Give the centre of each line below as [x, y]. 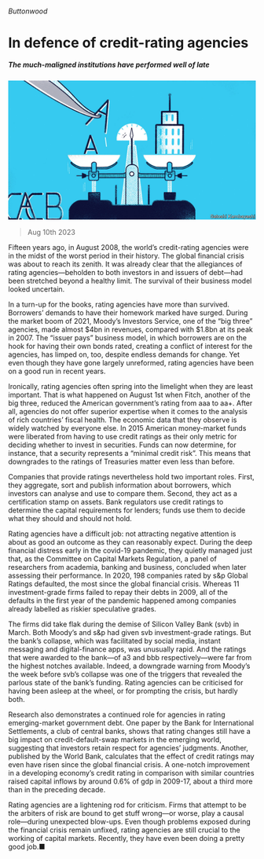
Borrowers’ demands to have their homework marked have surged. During [128, 313]
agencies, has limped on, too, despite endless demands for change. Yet [124, 354]
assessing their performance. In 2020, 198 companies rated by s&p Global [128, 576]
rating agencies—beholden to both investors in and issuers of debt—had [126, 273]
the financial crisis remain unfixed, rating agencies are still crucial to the [125, 830]
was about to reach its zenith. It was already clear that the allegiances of [125, 264]
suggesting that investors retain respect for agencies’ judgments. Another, [128, 748]
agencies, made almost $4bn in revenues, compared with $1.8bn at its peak [130, 329]
